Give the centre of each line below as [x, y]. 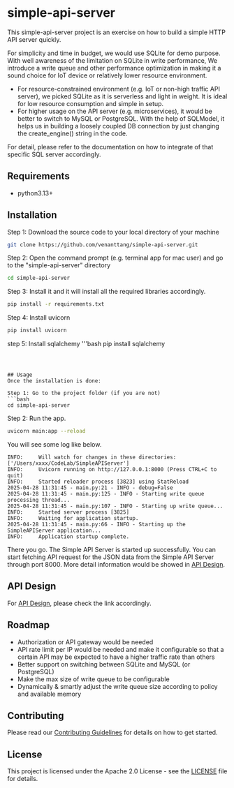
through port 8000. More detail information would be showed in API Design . [116, 564]
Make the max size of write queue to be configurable [93, 679]
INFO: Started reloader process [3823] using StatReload [98, 482]
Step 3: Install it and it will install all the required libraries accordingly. [107, 292]
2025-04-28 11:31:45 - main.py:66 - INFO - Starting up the [97, 524]
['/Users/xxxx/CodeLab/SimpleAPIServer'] [68, 463]
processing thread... [39, 500]
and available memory [49, 694]
